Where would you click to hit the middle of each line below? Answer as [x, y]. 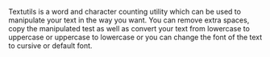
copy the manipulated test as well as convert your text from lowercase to [129, 28]
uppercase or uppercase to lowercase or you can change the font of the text [135, 37]
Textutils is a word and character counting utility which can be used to [125, 12]
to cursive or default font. [50, 46]
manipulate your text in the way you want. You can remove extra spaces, [129, 20]
